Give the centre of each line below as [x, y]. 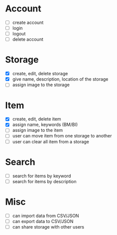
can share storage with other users [48, 227]
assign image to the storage [41, 85]
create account [28, 22]
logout [19, 34]
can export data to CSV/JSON [43, 221]
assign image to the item [38, 130]
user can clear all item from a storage [51, 141]
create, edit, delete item [37, 119]
